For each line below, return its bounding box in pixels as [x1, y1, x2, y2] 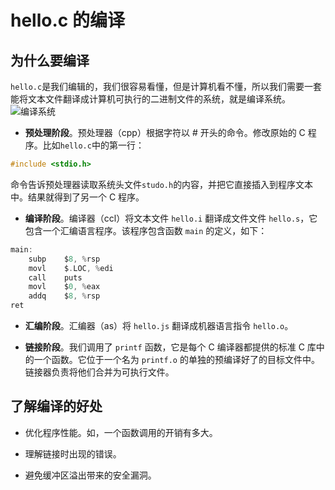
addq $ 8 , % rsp [28, 291, 101, 301]
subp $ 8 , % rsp [28, 254, 101, 264]
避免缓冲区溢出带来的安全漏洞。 [24, 469, 157, 481]
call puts [28, 272, 83, 283]
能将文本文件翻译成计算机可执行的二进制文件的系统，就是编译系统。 [10, 93, 291, 105]
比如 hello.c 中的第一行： [42, 139, 145, 151]
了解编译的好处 [10, 398, 103, 415]
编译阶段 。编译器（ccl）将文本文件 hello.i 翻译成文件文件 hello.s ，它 [24, 212, 318, 224]
